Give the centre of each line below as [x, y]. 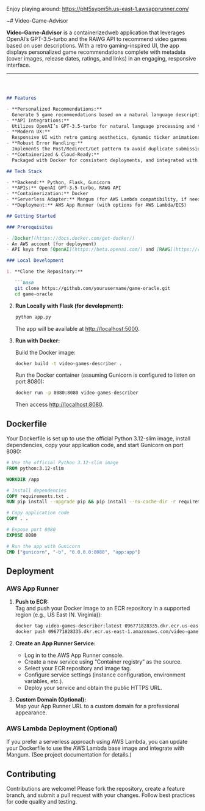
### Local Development [35, 261]
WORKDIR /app [23, 480]
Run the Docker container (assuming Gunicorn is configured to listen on [105, 375]
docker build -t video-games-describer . [69, 363]
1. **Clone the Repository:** [45, 272]
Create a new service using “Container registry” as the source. [103, 662]
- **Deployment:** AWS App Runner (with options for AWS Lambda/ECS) [97, 205]
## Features [21, 98]
